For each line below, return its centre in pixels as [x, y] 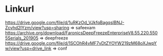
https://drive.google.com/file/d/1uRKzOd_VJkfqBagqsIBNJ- [65, 22]
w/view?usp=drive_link [28, 48]
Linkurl [20, 9]
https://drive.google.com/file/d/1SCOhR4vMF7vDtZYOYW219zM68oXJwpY [81, 43]
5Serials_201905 [22, 38]
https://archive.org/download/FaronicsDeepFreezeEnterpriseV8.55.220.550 [81, 33]
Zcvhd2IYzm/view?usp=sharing [37, 27]
